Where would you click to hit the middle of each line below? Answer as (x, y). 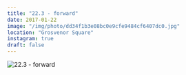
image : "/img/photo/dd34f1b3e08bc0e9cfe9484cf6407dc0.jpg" (94, 26)
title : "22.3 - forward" (43, 13)
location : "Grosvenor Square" (51, 32)
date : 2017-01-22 (32, 20)
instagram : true (30, 39)
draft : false (26, 45)
